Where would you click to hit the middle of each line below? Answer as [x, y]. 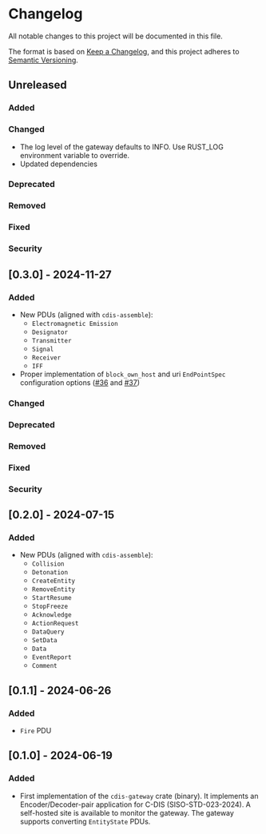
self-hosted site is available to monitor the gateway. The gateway [127, 812]
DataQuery [48, 632]
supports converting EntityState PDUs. [85, 821]
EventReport [52, 657]
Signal [43, 349]
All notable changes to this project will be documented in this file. [116, 36]
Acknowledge [52, 615]
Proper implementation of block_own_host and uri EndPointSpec [123, 374]
